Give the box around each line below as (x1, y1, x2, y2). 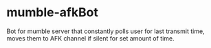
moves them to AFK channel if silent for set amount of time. (6, 34, 175, 42)
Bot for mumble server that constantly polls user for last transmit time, (6, 27, 205, 35)
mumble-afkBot (6, 5, 99, 20)
